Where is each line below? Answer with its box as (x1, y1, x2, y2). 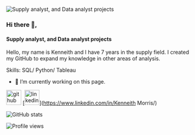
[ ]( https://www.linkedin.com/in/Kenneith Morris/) (22, 99, 157, 107)
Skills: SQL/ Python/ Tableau (6, 66, 76, 74)
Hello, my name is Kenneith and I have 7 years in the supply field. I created (6, 48, 190, 56)
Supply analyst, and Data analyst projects (6, 35, 112, 42)
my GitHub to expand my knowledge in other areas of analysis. (6, 55, 160, 62)
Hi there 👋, (6, 20, 38, 29)
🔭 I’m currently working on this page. (14, 78, 106, 85)
